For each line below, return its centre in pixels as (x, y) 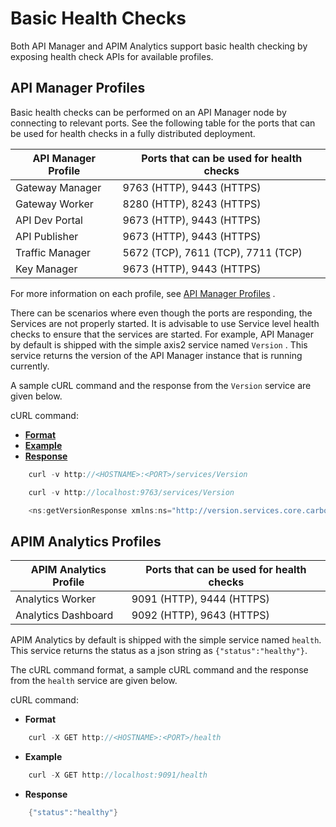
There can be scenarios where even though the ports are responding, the (161, 313)
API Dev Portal (49, 220)
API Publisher (47, 236)
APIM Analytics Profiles (86, 541)
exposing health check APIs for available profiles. (112, 56)
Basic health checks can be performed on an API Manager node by (148, 112)
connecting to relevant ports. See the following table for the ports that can (163, 123)
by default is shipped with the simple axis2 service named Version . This (159, 344)
